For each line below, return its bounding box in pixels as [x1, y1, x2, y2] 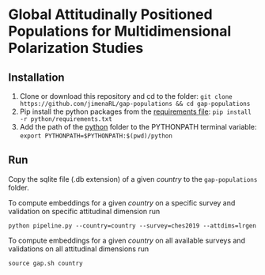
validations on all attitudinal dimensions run [8, 243, 149, 254]
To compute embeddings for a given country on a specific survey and [8, 198, 236, 207]
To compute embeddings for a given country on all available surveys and [8, 235, 245, 245]
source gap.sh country [8, 259, 83, 267]
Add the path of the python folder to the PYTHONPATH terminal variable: [19, 122, 257, 131]
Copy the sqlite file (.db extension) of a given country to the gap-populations [8, 174, 258, 183]
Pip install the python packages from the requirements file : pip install [19, 107, 252, 116]
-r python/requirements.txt [19, 115, 112, 123]
